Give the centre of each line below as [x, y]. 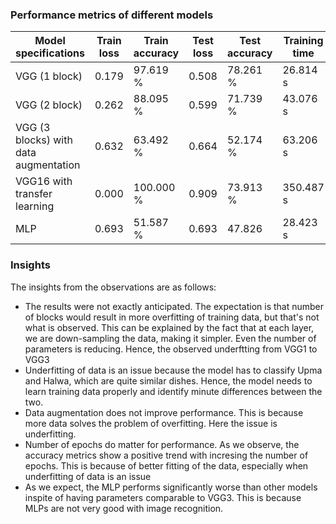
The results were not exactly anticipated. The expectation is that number [174, 306]
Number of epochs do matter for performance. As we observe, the [162, 444]
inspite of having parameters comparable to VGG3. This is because [163, 497]
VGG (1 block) [49, 76]
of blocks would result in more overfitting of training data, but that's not [172, 317]
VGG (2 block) [49, 105]
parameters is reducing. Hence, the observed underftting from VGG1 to [171, 349]
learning [35, 206]
